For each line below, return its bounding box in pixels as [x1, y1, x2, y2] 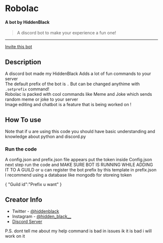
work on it [5, 233, 25, 239]
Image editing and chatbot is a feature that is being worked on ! [5, 102, 132, 107]
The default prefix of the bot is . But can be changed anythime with [5, 81, 140, 87]
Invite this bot [5, 44, 33, 50]
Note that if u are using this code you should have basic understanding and [5, 129, 155, 135]
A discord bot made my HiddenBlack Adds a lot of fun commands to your [5, 71, 151, 76]
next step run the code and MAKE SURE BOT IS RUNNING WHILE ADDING [5, 162, 153, 167]
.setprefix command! [5, 86, 49, 92]
